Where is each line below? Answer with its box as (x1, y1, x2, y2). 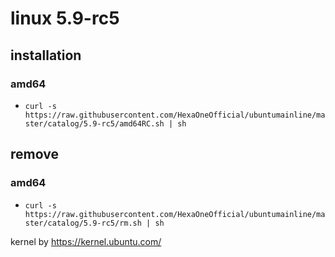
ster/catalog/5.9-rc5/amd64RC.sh (24, 118, 165, 129)
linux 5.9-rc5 (10, 7, 120, 30)
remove (10, 146, 59, 163)
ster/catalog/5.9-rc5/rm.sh (24, 218, 142, 228)
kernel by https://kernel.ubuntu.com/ (10, 235, 162, 247)
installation (10, 47, 82, 64)
